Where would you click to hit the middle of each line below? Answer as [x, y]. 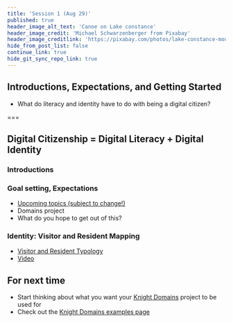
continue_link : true [37, 53]
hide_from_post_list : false [48, 46]
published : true [31, 20]
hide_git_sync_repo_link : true [52, 59]
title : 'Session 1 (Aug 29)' [49, 14]
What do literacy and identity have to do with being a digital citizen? [114, 103]
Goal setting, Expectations [53, 188]
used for [29, 305]
